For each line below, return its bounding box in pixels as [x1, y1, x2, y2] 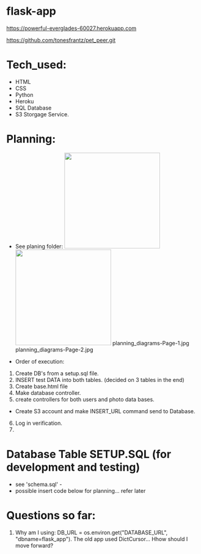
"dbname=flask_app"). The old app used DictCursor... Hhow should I [15, 535, 188, 542]
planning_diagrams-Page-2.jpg [15, 346, 93, 353]
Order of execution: [15, 357, 65, 365]
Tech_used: [6, 58, 67, 72]
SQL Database [15, 104, 52, 111]
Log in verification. [15, 419, 63, 427]
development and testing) [6, 460, 141, 474]
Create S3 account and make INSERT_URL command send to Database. [15, 407, 196, 414]
